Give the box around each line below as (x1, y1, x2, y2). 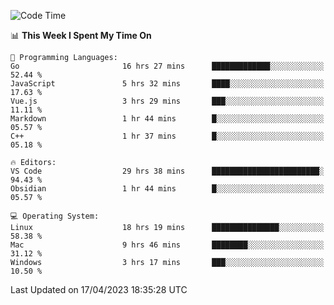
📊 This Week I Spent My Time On (10, 30, 152, 41)
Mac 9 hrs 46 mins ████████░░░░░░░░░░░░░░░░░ (10, 240, 325, 250)
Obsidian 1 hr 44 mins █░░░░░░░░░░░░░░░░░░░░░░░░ (10, 184, 325, 194)
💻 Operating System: (10, 211, 100, 221)
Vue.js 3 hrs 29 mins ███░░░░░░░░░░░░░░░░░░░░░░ (10, 96, 325, 106)
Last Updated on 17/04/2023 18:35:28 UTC (10, 284, 188, 295)
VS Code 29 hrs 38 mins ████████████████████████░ (10, 166, 325, 176)
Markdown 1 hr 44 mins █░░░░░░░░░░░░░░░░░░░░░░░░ (10, 114, 325, 124)
